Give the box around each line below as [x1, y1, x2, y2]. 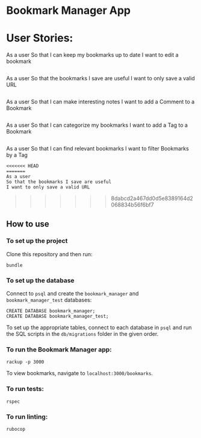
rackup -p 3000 [6, 359, 45, 366]
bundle [6, 262, 23, 268]
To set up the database [6, 276, 75, 285]
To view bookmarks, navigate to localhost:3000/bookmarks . [6, 370, 153, 377]
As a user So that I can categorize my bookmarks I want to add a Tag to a [6, 121, 188, 129]
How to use [6, 219, 49, 229]
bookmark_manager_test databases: [6, 297, 92, 304]
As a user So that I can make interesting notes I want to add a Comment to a [6, 98, 195, 106]
